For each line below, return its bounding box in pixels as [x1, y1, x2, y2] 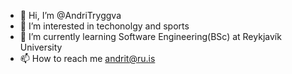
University [19, 41, 63, 53]
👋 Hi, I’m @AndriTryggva [19, 10, 122, 21]
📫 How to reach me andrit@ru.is [19, 53, 156, 64]
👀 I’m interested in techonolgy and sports [19, 20, 190, 32]
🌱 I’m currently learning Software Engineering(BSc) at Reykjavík [19, 31, 282, 42]
